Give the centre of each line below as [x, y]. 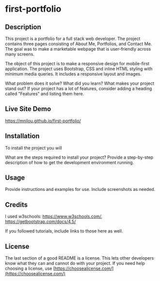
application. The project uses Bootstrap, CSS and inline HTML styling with [79, 69]
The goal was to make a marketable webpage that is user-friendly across [78, 49]
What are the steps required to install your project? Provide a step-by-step [79, 157]
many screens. [20, 54]
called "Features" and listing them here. [45, 94]
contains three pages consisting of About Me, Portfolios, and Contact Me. [79, 44]
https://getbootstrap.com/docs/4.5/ [40, 222]
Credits [16, 205]
